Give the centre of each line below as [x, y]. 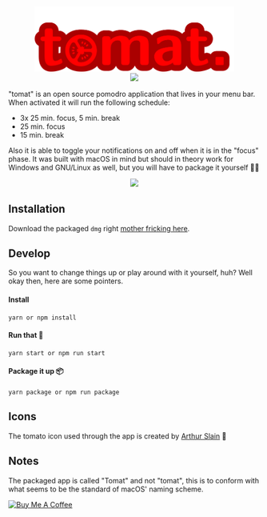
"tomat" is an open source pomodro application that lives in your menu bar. [132, 94]
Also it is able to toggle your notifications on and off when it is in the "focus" [133, 150]
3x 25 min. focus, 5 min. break [70, 118]
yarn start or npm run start [57, 353]
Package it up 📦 [36, 371]
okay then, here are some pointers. [66, 281]
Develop [29, 253]
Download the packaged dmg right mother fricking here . [99, 228]
